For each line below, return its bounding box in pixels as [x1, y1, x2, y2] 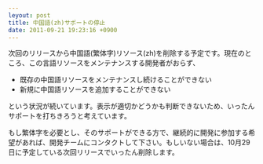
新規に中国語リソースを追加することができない [19, 85, 171, 94]
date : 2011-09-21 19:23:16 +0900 [8, 26, 118, 34]
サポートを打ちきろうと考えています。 [8, 111, 131, 121]
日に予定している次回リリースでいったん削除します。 [8, 148, 179, 157]
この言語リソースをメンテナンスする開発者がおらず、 [28, 58, 200, 67]
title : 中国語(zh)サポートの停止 [8, 19, 106, 27]
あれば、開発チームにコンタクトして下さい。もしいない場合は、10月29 [21, 138, 250, 148]
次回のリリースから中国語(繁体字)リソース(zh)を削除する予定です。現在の [8, 49, 245, 58]
